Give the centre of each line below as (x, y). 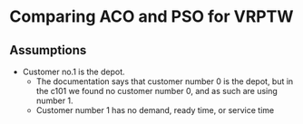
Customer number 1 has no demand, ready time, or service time (155, 110)
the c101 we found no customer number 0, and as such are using (157, 91)
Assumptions (48, 50)
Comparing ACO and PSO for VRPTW (151, 17)
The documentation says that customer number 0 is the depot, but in (165, 81)
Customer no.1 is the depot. (73, 72)
